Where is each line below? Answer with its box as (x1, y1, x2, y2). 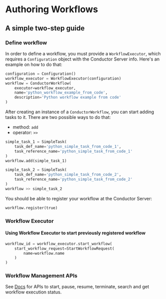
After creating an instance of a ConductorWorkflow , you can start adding (5, 109, 154, 115)
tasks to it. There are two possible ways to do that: (5, 114, 111, 120)
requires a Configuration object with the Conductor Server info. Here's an (5, 56, 160, 62)
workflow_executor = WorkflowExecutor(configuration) (5, 76, 122, 81)
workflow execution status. (5, 289, 62, 295)
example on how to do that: (5, 61, 62, 67)
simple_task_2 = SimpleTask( (5, 167, 67, 172)
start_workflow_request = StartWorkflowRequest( (14, 246, 115, 251)
